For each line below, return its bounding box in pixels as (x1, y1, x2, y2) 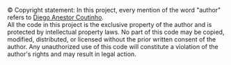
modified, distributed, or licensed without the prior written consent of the (7, 35, 216, 44)
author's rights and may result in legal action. (7, 50, 137, 58)
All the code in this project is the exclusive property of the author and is (7, 21, 212, 28)
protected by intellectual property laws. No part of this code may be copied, (7, 28, 225, 36)
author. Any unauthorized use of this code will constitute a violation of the (7, 43, 218, 50)
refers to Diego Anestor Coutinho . (7, 13, 104, 21)
